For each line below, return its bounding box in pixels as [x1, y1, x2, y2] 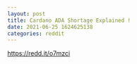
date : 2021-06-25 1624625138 [7, 23, 93, 30]
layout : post [7, 10, 46, 18]
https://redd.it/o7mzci [7, 49, 71, 58]
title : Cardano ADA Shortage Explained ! [7, 17, 131, 24]
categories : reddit [7, 30, 65, 37]
